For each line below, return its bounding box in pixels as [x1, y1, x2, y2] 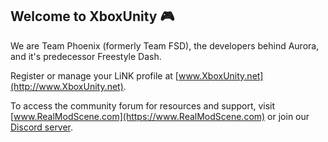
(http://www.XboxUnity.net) [10, 80, 124, 92]
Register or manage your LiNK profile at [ [10, 69, 179, 82]
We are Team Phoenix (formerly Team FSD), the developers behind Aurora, [10, 39, 320, 52]
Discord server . [10, 121, 74, 133]
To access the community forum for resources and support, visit [10, 99, 276, 112]
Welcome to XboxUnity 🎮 [10, 8, 175, 25]
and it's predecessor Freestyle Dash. [10, 50, 162, 62]
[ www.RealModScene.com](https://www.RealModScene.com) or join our [10, 110, 310, 122]
